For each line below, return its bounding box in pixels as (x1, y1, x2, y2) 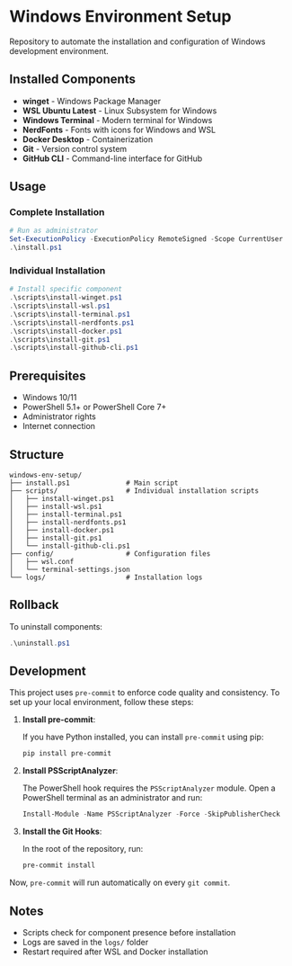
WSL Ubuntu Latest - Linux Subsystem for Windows (22, 105, 217, 116)
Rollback (9, 597, 59, 613)
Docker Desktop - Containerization (22, 133, 154, 145)
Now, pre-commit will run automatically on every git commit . (9, 877, 231, 888)
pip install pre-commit (22, 749, 112, 758)
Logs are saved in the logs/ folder (22, 936, 149, 947)
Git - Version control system (22, 143, 128, 154)
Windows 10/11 (22, 392, 77, 403)
